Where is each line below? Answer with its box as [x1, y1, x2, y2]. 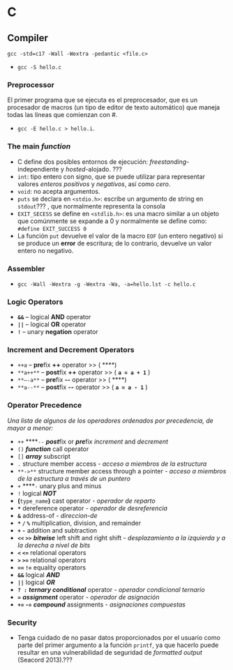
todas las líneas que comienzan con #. [7, 111, 118, 119]
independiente [17, 165, 59, 173]
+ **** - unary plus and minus [17, 482, 102, 490]
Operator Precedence [7, 400, 82, 410]
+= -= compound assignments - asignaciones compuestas [17, 600, 186, 609]
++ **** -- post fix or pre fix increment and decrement [17, 437, 169, 446]
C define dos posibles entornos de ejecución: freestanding [17, 158, 187, 166]
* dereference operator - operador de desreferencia [17, 503, 167, 512]
